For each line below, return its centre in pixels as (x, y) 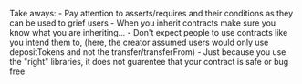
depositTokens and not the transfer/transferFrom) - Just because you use (148, 52)
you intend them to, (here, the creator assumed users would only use (139, 42)
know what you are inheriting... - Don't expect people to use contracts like (149, 32)
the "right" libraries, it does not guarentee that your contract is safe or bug (149, 62)
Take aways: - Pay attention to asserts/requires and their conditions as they (151, 13)
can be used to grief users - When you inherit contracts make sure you (143, 23)
